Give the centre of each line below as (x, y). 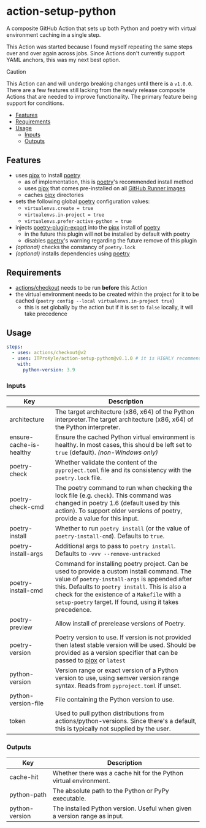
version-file (27, 703)
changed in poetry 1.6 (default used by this (117, 503)
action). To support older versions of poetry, (119, 511)
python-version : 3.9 (49, 370)
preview (21, 627)
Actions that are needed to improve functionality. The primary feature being (102, 96)
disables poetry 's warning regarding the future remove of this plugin (111, 240)
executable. (69, 799)
